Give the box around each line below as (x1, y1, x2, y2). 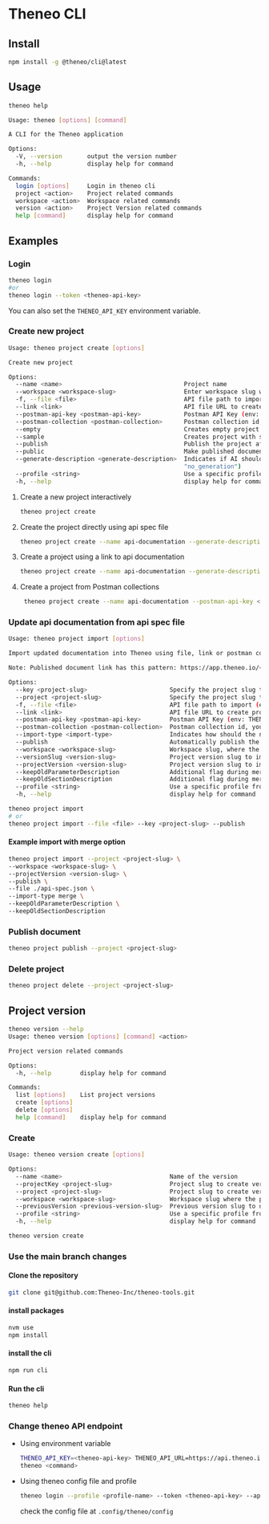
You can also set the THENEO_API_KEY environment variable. (8, 306, 202, 316)
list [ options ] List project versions (15, 1091, 156, 1099)
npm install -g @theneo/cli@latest (8, 58, 127, 66)
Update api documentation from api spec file (8, 617, 186, 628)
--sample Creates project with (15, 433, 256, 441)
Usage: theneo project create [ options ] (8, 344, 146, 352)
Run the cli (8, 1383, 45, 1393)
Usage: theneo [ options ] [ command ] (8, 116, 127, 124)
